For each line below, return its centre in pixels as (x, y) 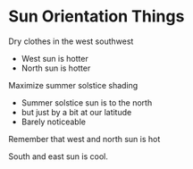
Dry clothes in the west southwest (71, 41)
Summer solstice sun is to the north (87, 102)
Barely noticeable (54, 122)
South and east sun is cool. (58, 156)
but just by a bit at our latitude (76, 112)
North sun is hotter (56, 68)
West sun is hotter (55, 58)
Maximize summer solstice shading (73, 85)
